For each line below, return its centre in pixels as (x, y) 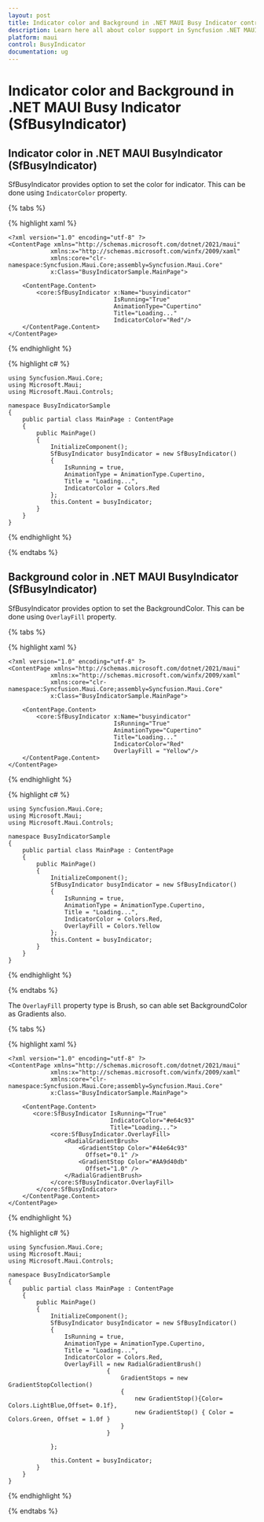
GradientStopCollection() (50, 1384)
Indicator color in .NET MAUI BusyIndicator (115, 153)
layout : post (29, 15)
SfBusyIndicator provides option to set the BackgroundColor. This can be (126, 608)
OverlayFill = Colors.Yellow (112, 926)
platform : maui (33, 37)
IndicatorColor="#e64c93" (152, 1120)
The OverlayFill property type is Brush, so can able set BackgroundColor (128, 1005)
